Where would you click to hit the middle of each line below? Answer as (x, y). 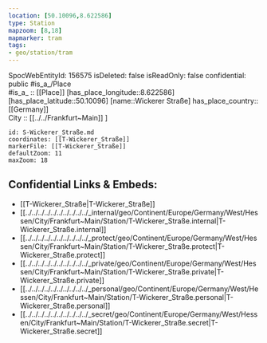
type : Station (32, 23)
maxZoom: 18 (28, 160)
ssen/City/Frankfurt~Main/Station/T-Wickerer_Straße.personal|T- (126, 297)
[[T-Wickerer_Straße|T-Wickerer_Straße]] (87, 203)
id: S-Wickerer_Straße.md (51, 132)
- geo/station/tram (41, 53)
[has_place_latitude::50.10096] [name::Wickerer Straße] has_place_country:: (133, 101)
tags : (17, 45)
